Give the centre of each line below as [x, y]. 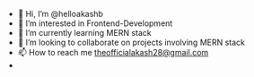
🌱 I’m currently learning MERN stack [84, 33]
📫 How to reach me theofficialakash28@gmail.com [113, 52]
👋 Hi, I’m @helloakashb [60, 14]
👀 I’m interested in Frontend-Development [95, 23]
